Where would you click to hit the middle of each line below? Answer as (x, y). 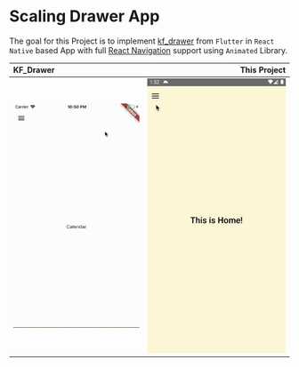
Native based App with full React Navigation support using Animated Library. (149, 50)
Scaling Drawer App (85, 16)
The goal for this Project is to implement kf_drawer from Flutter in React (142, 41)
